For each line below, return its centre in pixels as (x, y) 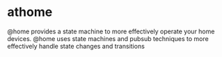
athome (30, 12)
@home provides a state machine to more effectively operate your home (111, 31)
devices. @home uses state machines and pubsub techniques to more (108, 38)
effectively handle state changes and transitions (76, 46)
